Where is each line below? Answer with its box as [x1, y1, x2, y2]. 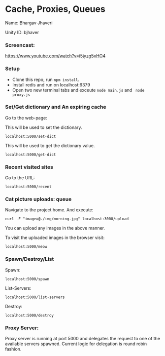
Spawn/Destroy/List [5, 256, 54, 263]
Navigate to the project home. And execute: [5, 207, 94, 213]
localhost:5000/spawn [5, 277, 50, 281]
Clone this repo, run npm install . [12, 77, 80, 82]
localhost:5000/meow [5, 244, 48, 249]
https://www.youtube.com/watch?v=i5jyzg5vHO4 [5, 53, 106, 59]
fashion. [5, 346, 22, 352]
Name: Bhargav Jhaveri [5, 20, 53, 26]
